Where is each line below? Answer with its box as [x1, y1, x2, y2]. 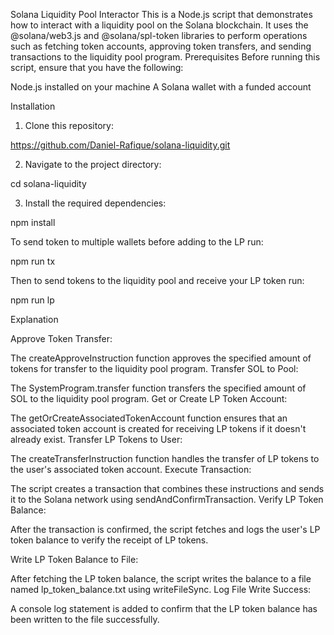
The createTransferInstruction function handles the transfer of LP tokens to [10, 453, 320, 464]
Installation [10, 100, 56, 112]
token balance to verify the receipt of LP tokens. [10, 534, 209, 546]
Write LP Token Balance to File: [10, 554, 139, 565]
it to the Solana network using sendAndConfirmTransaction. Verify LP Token [10, 494, 324, 505]
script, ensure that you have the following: [10, 62, 184, 73]
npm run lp [10, 294, 55, 306]
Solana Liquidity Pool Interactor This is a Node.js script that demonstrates [10, 9, 313, 20]
